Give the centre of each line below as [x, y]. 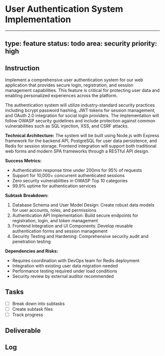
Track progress [27, 315]
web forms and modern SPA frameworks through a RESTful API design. [77, 151]
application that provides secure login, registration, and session [69, 85]
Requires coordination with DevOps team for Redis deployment [76, 261]
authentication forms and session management [60, 231]
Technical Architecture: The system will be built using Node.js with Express [82, 136]
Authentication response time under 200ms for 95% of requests [77, 170]
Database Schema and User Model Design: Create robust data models [83, 205]
